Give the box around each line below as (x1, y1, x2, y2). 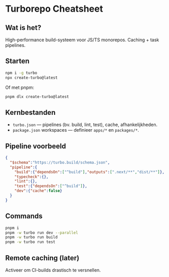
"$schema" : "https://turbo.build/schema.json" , (10, 160, 110, 165)
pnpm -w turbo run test (5, 239, 56, 244)
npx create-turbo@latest (5, 75, 58, 80)
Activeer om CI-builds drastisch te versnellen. (5, 267, 101, 273)
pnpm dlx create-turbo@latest (5, 94, 70, 99)
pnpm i (5, 225, 19, 230)
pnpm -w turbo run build (5, 235, 58, 240)
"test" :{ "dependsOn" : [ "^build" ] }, (14, 183, 87, 189)
